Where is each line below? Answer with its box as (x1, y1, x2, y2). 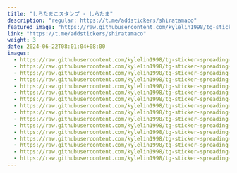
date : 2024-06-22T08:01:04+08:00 (7, 43, 106, 50)
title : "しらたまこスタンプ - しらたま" (7, 10, 114, 18)
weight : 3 (7, 37, 37, 44)
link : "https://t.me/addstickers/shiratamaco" (7, 30, 147, 37)
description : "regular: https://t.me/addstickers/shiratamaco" (7, 17, 197, 24)
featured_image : (7, 23, 55, 30)
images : (7, 50, 30, 57)
